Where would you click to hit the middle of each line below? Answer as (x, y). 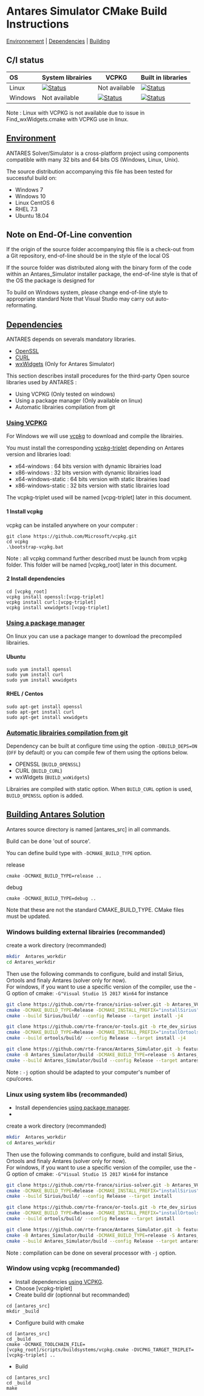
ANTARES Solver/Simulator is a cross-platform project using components (98, 153)
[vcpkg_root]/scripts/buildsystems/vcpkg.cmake (68, 1350)
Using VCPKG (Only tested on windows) (65, 394)
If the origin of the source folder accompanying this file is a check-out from (100, 249)
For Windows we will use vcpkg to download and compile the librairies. (95, 436)
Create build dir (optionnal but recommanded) (73, 1295)
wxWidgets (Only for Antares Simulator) (65, 364)
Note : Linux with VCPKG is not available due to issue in (76, 113)
